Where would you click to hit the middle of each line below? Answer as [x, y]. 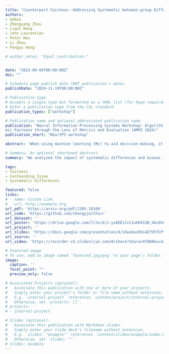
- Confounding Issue [27, 176]
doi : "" [13, 75]
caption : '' [22, 265]
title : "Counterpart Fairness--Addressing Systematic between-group [78, 10]
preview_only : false [31, 274]
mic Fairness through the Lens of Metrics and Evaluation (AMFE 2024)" [82, 130]
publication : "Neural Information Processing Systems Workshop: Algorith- [85, 126]
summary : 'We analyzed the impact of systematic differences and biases [83, 158]
